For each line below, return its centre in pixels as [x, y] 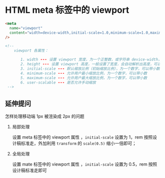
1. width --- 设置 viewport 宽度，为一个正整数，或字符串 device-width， [91, 59]
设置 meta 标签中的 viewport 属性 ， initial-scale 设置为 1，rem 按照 [82, 137]
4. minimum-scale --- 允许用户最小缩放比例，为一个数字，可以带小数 [84, 73]
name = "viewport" [26, 28]
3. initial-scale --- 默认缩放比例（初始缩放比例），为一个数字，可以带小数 [90, 69]
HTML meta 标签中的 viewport [67, 10]
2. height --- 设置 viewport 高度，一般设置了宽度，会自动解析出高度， [87, 64]
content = [18, 32]
